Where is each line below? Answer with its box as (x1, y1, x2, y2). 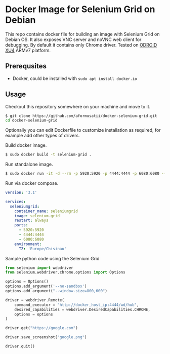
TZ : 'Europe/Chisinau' (18, 246, 67, 251)
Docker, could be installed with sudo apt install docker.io (12, 75, 138, 82)
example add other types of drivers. (5, 133, 80, 139)
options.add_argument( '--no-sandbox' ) (5, 284, 87, 289)
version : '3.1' (5, 190, 37, 195)
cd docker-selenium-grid (5, 118, 58, 123)
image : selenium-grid (14, 213, 60, 218)
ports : (14, 223, 28, 228)
